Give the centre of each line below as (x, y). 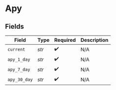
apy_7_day (19, 69)
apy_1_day (19, 59)
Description (94, 40)
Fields (15, 27)
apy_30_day (20, 79)
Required (65, 40)
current (16, 49)
